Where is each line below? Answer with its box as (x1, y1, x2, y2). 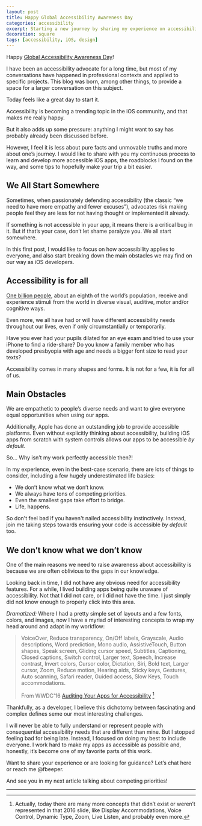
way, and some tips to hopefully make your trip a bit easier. (6, 163, 153, 170)
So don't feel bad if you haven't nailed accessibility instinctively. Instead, (6, 515, 186, 522)
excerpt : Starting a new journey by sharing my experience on (6, 25, 165, 32)
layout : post (6, 8, 39, 15)
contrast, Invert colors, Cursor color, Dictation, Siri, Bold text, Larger (20, 660, 189, 667)
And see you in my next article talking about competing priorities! (6, 777, 168, 784)
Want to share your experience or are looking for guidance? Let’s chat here (6, 759, 192, 766)
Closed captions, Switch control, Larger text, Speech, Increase (20, 654, 176, 661)
